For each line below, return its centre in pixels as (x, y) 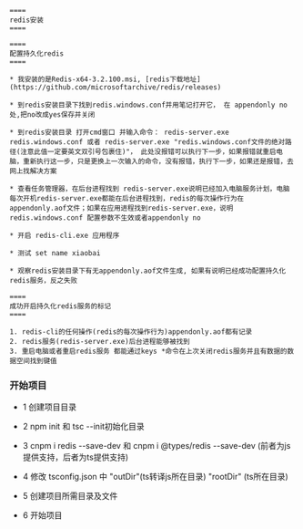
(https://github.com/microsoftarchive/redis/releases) (116, 88)
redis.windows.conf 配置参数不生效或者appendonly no (106, 218)
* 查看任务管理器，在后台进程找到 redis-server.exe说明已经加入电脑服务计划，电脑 (150, 189)
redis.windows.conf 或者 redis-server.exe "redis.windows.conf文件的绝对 (147, 142)
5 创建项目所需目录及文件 (70, 496)
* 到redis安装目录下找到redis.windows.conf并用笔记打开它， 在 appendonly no (149, 105)
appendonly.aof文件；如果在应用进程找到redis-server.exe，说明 (121, 208)
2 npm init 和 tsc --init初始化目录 (84, 427)
